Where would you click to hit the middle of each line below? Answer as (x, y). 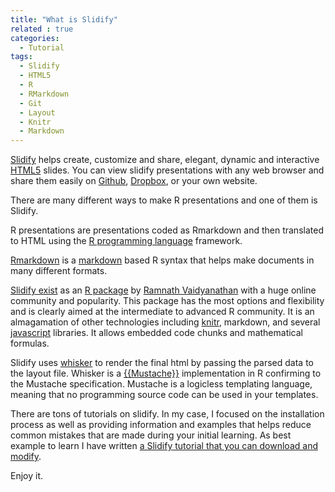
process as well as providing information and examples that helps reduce (161, 425)
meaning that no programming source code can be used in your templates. (164, 395)
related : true (42, 29)
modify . (26, 457)
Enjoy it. (27, 476)
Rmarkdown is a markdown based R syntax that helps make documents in (162, 260)
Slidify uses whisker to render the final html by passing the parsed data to (162, 363)
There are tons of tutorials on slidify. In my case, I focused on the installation (167, 414)
